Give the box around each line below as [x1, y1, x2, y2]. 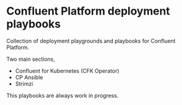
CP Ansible [15, 73, 43, 81]
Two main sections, [6, 55, 56, 63]
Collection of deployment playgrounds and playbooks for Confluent [6, 37, 176, 44]
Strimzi [15, 80, 34, 87]
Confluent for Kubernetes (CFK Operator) [15, 67, 120, 74]
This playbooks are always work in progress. [6, 92, 119, 99]
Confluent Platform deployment [6, 4, 170, 18]
